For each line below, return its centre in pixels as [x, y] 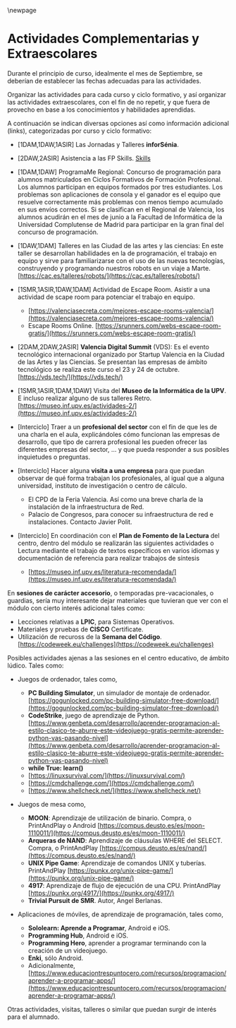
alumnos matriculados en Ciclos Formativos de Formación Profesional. [120, 179]
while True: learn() [56, 768]
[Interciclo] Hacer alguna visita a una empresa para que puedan [111, 470]
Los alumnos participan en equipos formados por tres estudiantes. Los [120, 187]
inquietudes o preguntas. [54, 457]
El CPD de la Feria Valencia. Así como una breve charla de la [116, 499]
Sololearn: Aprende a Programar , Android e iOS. [99, 928]
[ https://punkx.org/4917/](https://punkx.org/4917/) [101, 893]
